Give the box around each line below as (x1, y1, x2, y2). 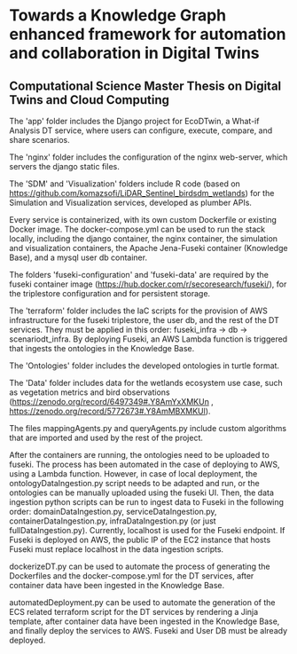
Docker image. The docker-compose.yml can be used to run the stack (9, 224, 266, 234)
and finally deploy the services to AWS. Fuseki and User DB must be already (9, 626, 288, 635)
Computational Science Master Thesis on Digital (9, 78, 282, 93)
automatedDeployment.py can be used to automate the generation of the (9, 597, 276, 608)
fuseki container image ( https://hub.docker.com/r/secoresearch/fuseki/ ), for (9, 279, 287, 289)
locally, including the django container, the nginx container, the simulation (9, 233, 277, 244)
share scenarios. (9, 135, 70, 145)
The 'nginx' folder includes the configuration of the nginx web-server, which (9, 152, 288, 162)
